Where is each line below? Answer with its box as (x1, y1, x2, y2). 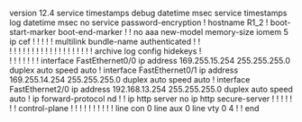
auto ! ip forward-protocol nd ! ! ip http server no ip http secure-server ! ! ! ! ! (9, 93, 293, 104)
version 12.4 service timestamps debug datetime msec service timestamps (9, 8, 288, 18)
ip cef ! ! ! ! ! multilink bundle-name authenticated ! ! (9, 36, 201, 47)
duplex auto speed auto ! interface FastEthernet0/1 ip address (9, 65, 239, 75)
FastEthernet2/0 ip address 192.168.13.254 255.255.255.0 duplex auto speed (9, 84, 293, 94)
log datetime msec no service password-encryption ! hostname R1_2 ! (9, 17, 269, 28)
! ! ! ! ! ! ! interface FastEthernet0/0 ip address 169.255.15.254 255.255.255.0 (9, 56, 291, 65)
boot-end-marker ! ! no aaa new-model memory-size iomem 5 (58, 27, 288, 37)
